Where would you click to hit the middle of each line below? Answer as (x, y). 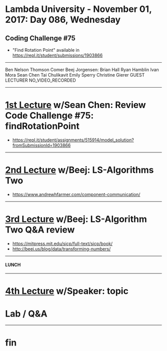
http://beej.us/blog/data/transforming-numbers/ (61, 249)
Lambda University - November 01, (79, 9)
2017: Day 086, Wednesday (63, 20)
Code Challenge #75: (49, 116)
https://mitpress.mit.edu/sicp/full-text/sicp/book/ (62, 243)
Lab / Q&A (26, 314)
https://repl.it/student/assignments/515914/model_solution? (73, 140)
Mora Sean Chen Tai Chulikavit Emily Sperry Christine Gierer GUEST (75, 75)
